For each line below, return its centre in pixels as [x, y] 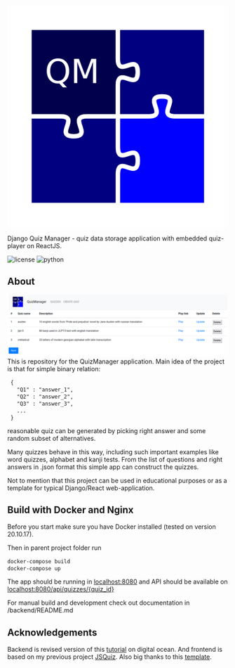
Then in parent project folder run [54, 548]
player [16, 246]
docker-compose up [34, 569]
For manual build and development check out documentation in [99, 603]
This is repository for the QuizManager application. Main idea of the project [116, 361]
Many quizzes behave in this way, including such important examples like [113, 451]
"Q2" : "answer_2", [45, 397]
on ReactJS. [44, 246]
